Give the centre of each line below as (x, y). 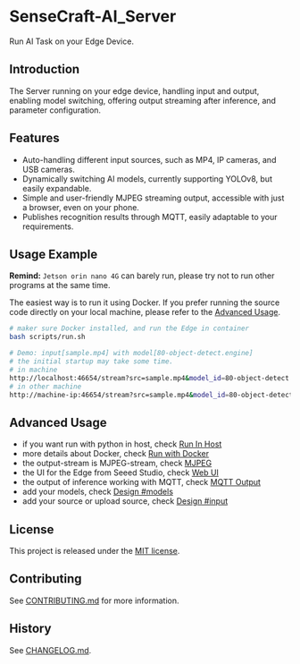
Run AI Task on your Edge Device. (71, 41)
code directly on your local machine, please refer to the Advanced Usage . (145, 312)
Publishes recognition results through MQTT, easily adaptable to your (150, 217)
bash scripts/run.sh (48, 337)
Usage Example (54, 254)
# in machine (33, 370)
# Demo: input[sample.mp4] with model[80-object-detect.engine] (131, 353)
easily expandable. (57, 188)
